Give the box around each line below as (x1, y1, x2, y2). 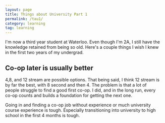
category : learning (5, 21, 46, 26)
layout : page (5, 7, 32, 12)
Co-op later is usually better (5, 63, 94, 72)
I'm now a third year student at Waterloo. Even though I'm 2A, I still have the (5, 39, 160, 45)
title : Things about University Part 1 (5, 12, 88, 17)
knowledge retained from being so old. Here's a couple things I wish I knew (5, 44, 159, 50)
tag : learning (5, 26, 35, 31)
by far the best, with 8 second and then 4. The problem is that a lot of (5, 82, 147, 88)
